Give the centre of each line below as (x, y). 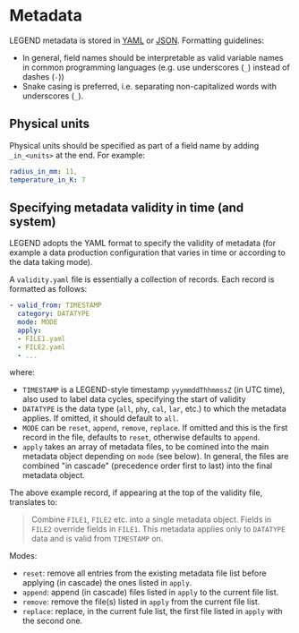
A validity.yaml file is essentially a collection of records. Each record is (142, 279)
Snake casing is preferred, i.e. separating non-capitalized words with (149, 86)
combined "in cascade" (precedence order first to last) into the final (147, 466)
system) (33, 222)
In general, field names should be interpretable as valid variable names (153, 57)
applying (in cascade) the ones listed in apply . (107, 583)
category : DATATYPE (54, 314)
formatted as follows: (48, 289)
